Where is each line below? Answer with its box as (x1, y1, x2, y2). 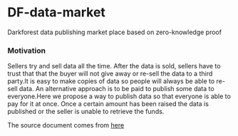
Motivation (7, 46, 46, 56)
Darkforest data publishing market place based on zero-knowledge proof (7, 28, 222, 36)
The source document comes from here (7, 121, 125, 130)
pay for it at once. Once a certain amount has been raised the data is (7, 100, 209, 108)
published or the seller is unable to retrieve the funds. (7, 108, 165, 116)
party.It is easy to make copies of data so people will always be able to (7, 77, 215, 85)
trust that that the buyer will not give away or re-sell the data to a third (7, 69, 213, 78)
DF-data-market (7, 4, 105, 21)
